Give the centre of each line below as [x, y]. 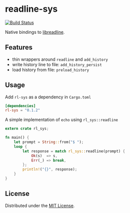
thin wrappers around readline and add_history [60, 59]
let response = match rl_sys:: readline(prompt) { [74, 151]
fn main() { [17, 138]
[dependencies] [20, 106]
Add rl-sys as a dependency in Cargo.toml [48, 97]
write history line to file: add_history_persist [57, 64]
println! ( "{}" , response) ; [50, 169]
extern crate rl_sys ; [27, 129]
